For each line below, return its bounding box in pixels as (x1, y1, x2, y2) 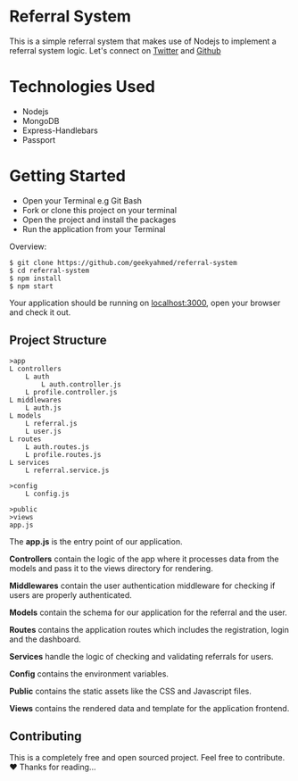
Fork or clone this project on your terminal (21, 204, 177, 215)
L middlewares (9, 395, 62, 404)
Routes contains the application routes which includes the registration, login (9, 624, 290, 635)
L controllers (9, 364, 62, 373)
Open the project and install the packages (21, 214, 177, 225)
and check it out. (9, 306, 71, 318)
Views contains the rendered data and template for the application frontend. (9, 702, 290, 713)
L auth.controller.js (41, 379, 122, 389)
